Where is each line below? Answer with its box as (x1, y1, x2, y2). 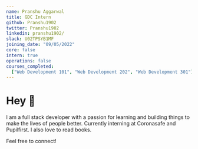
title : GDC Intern (6, 14, 51, 20)
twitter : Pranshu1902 (6, 25, 60, 31)
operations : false (6, 58, 51, 64)
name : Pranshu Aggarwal (6, 8, 65, 15)
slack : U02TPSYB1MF (6, 36, 54, 42)
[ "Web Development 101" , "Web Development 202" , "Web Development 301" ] (11, 69, 194, 75)
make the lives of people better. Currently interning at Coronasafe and (6, 120, 176, 127)
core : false (6, 47, 35, 53)
